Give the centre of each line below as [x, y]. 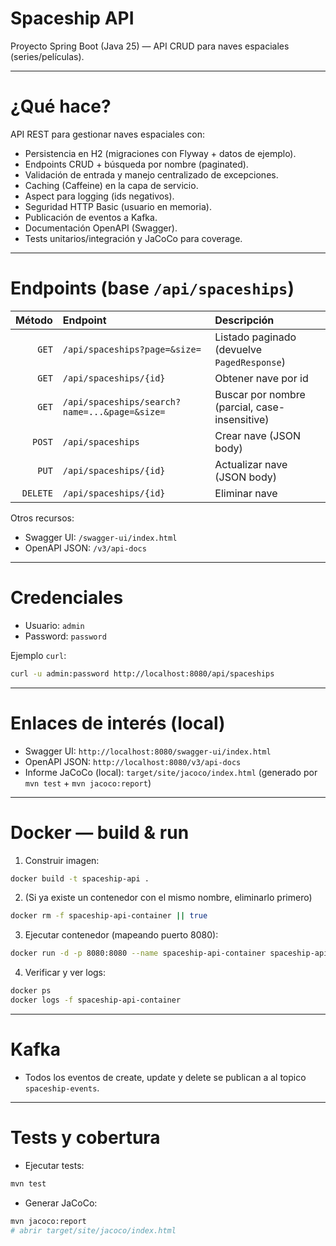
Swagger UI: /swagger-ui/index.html [101, 537]
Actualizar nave [251, 464]
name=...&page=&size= [114, 411]
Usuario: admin [54, 625]
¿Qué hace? [61, 106]
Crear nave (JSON [257, 435]
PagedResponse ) [250, 362]
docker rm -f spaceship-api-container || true [109, 916]
